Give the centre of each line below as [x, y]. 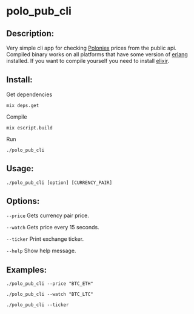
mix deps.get [23, 105]
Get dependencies [29, 94]
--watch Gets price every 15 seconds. [53, 227]
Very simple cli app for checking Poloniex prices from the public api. [92, 48]
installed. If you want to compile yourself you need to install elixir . [88, 61]
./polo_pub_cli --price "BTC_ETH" [50, 284]
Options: [23, 201]
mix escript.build [29, 128]
